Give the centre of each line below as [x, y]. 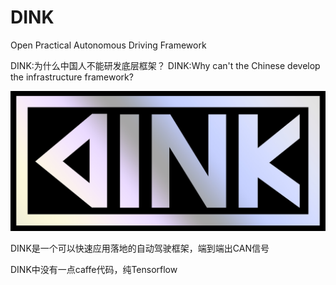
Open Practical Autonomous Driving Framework [108, 45]
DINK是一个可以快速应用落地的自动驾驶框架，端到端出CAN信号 [140, 248]
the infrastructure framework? [72, 77]
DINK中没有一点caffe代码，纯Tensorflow [94, 270]
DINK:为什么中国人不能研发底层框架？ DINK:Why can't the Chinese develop [165, 65]
